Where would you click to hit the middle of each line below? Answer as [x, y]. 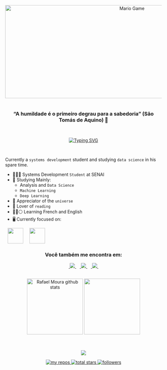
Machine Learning [38, 191]
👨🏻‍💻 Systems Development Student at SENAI [58, 175]
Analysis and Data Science [47, 185]
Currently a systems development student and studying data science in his [81, 160]
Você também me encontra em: [83, 255]
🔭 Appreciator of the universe [42, 201]
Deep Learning [34, 196]
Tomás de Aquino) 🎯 [83, 120]
